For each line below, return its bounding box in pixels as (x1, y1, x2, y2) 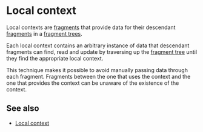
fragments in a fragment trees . (6, 30, 83, 37)
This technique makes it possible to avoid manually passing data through (6, 66, 188, 73)
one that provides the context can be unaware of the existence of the (6, 79, 179, 87)
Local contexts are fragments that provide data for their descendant (6, 24, 176, 31)
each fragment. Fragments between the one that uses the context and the (6, 73, 191, 80)
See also (6, 104, 39, 114)
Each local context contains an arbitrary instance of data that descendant (6, 42, 190, 49)
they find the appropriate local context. (6, 54, 104, 62)
